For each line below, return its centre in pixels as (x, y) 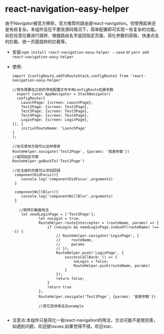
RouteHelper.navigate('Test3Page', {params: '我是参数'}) (97, 297)
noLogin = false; (91, 261)
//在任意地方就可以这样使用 (36, 146)
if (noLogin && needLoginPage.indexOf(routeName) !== (103, 227)
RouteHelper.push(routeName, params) (112, 265)
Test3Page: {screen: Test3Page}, (55, 111)
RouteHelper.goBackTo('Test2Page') (48, 161)
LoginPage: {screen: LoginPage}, (55, 119)
